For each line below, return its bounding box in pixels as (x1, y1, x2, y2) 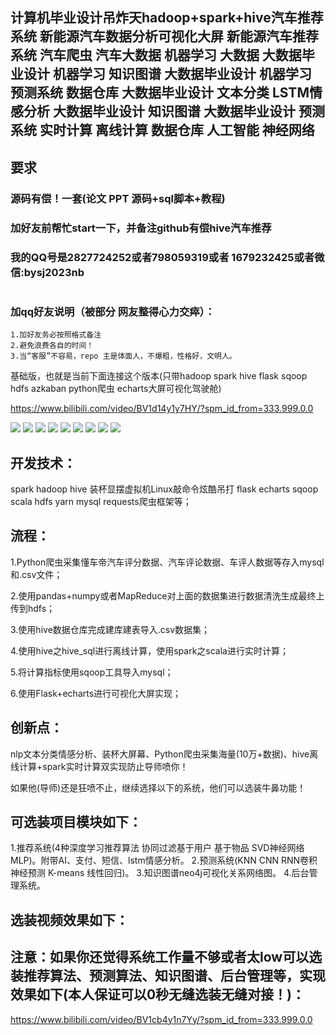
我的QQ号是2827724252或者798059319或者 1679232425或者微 (10, 250, 325, 264)
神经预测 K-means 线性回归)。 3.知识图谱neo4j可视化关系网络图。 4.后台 (10, 867, 310, 879)
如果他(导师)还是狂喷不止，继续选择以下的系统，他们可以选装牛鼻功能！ (10, 781, 307, 793)
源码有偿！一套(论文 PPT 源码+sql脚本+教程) (10, 191, 226, 205)
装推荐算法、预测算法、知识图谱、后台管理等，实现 (10, 968, 326, 985)
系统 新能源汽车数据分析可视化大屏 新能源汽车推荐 (10, 28, 319, 45)
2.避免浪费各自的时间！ (10, 341, 95, 351)
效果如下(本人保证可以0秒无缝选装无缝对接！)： (10, 986, 305, 1003)
